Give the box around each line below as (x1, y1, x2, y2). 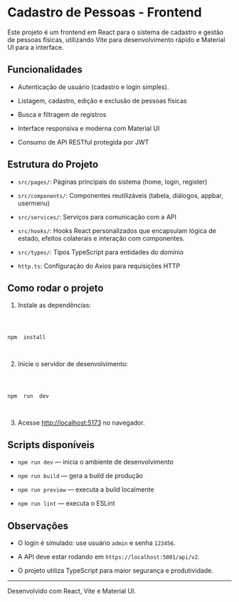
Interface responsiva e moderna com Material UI (17, 124, 160, 133)
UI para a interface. (7, 43, 64, 51)
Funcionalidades (7, 63, 83, 76)
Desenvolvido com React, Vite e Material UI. (7, 587, 137, 596)
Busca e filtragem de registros (17, 110, 107, 118)
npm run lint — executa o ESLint (17, 499, 115, 508)
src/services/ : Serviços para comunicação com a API (17, 212, 176, 221)
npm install (7, 334, 46, 341)
